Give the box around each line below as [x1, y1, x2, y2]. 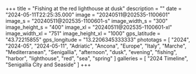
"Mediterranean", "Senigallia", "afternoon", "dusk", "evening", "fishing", [5, 49, 177, 55]
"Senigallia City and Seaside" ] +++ [5, 61, 92, 68]
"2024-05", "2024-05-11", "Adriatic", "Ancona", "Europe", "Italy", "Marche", [5, 42, 187, 49]
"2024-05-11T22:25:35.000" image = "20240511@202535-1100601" [5, 11, 170, 18]
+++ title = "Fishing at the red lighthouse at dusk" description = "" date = [5, 5, 182, 12]
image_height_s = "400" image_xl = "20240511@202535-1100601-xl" [5, 23, 173, 31]
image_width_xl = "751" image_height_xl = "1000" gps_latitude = [5, 30, 161, 37]
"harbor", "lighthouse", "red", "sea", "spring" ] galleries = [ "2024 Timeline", [5, 55, 188, 62]
